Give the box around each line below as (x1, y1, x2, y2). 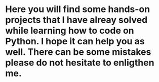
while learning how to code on (5, 25, 134, 36)
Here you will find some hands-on (5, 4, 150, 15)
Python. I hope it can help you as (5, 36, 145, 47)
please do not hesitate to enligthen (5, 57, 154, 68)
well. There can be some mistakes (5, 46, 151, 58)
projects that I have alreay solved (5, 14, 148, 26)
